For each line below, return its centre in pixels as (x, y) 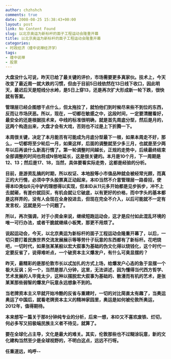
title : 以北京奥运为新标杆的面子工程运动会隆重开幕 (53, 39)
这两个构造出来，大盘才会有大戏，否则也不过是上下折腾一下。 (70, 126)
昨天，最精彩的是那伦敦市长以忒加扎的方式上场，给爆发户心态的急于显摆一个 (85, 264)
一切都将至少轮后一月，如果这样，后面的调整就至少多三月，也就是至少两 (90, 144)
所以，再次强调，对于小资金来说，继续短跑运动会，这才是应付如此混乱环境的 (85, 216)
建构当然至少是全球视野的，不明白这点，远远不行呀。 (65, 341)
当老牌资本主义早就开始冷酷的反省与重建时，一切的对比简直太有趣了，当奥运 (85, 293)
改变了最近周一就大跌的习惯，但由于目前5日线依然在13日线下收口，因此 (80, 84)
